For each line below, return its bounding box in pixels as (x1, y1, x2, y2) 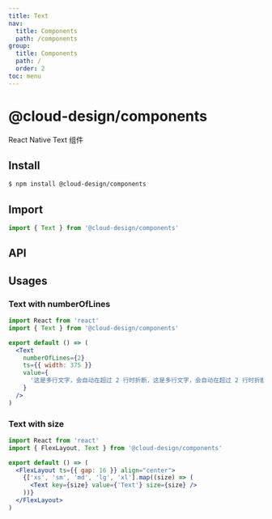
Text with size (8, 418, 65, 429)
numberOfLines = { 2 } (23, 354, 85, 362)
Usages (8, 274, 48, 287)
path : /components (15, 34, 79, 43)
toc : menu (8, 72, 42, 80)
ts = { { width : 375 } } (23, 361, 92, 369)
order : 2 (15, 65, 45, 73)
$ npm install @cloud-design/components (8, 180, 147, 189)
